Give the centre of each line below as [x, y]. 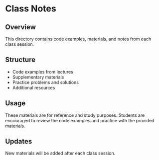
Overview [21, 27]
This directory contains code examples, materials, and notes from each [78, 39]
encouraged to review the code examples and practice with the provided [80, 120]
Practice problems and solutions [45, 82]
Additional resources [34, 87]
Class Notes [31, 9]
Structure [20, 60]
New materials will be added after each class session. [60, 153]
